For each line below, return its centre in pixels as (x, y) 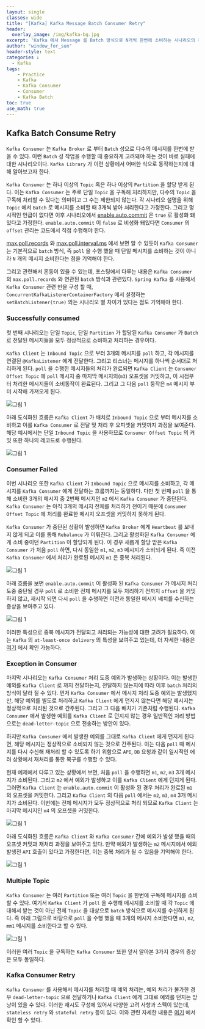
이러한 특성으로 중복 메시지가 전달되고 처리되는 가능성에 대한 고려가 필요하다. (98, 632)
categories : (23, 57)
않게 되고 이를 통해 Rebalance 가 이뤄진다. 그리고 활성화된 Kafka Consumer (101, 534)
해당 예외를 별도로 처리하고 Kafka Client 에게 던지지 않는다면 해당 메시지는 (104, 700)
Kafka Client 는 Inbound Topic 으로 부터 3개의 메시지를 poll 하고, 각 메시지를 (100, 353)
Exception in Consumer (42, 663)
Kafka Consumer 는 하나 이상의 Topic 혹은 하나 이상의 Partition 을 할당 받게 (97, 184)
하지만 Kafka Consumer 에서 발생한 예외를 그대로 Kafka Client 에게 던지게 (95, 736)
